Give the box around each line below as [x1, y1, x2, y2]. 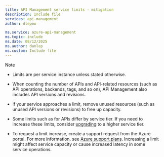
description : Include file [5, 12, 61, 17]
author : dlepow [5, 21, 37, 26]
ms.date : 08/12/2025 [5, 39, 48, 44]
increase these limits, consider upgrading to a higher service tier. [12, 121, 145, 127]
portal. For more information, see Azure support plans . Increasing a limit [12, 136, 159, 142]
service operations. [12, 146, 52, 152]
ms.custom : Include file [5, 48, 56, 53]
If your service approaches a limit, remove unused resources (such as [12, 101, 155, 107]
